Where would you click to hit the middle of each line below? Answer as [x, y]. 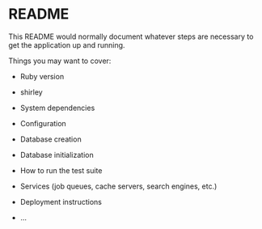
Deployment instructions [61, 201]
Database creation [51, 139]
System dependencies [57, 108]
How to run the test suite [61, 170]
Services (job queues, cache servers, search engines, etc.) [118, 186]
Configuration [43, 123]
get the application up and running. [67, 45]
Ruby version [42, 76]
